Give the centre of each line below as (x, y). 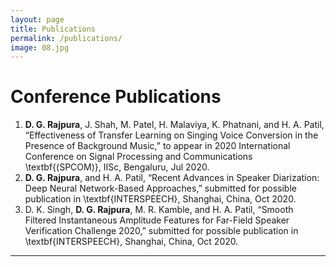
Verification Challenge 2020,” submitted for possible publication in (161, 231)
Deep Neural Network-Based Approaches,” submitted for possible (160, 188)
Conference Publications (116, 97)
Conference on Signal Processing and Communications (138, 157)
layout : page (37, 19)
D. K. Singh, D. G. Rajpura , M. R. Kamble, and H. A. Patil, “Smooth (159, 210)
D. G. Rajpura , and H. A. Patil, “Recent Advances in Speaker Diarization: (172, 178)
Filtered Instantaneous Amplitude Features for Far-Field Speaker (157, 220)
